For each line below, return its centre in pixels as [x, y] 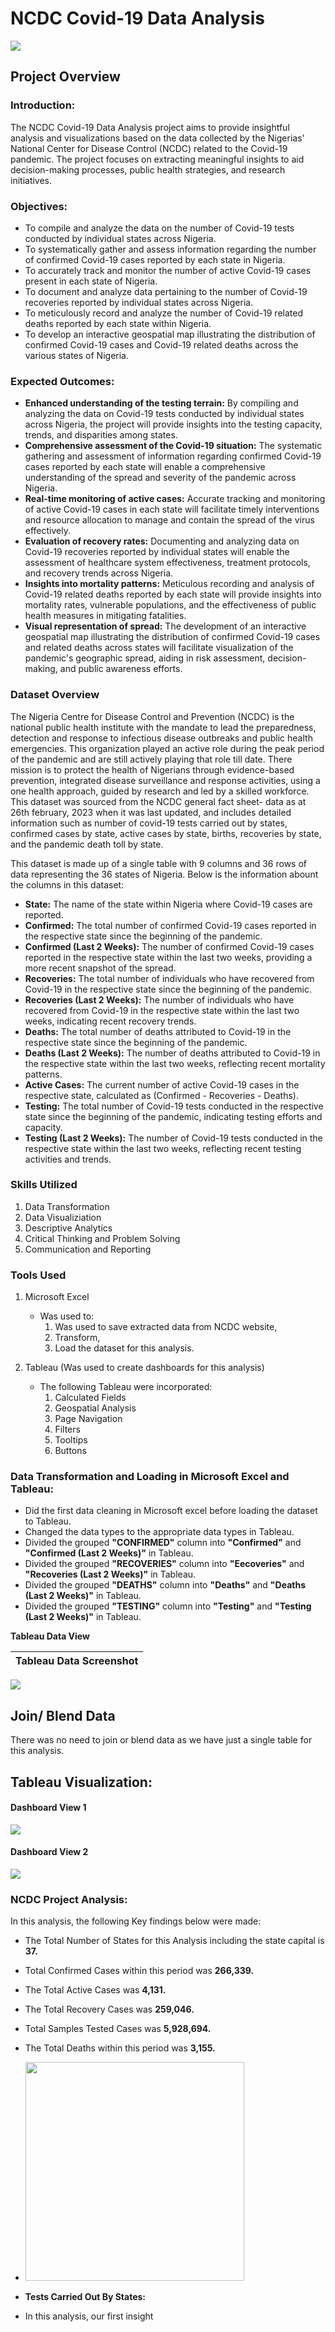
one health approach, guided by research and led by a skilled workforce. [160, 791]
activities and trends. [68, 1159]
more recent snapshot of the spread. [100, 968]
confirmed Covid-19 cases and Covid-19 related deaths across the [161, 344]
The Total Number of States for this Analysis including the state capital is [174, 1941]
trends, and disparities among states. [101, 435]
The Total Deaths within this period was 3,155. [120, 2048]
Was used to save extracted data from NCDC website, [166, 1327]
